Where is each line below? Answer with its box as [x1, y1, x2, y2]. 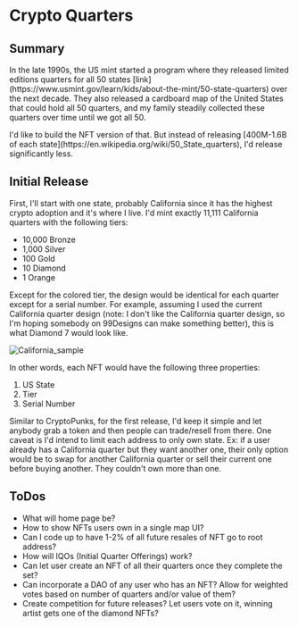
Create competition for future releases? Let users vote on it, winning [21, 598, 274, 608]
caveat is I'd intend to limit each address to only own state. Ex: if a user [9, 434, 270, 445]
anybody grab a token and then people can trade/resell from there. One [9, 425, 272, 436]
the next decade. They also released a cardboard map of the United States [9, 93, 284, 104]
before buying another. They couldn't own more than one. [9, 463, 221, 473]
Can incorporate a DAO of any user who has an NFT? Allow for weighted [21, 579, 288, 589]
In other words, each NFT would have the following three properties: [9, 362, 261, 372]
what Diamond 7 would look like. [9, 327, 128, 338]
